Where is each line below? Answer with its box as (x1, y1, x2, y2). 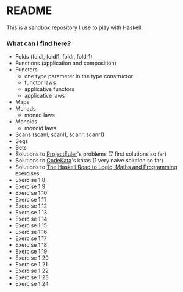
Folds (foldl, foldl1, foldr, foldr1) (15, 53, 93, 60)
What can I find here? (6, 39, 71, 48)
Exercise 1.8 (15, 177, 46, 184)
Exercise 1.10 (15, 189, 48, 197)
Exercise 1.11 (15, 196, 46, 203)
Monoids (15, 118, 38, 125)
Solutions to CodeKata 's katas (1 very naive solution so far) (15, 157, 163, 164)
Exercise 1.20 (15, 254, 49, 261)
